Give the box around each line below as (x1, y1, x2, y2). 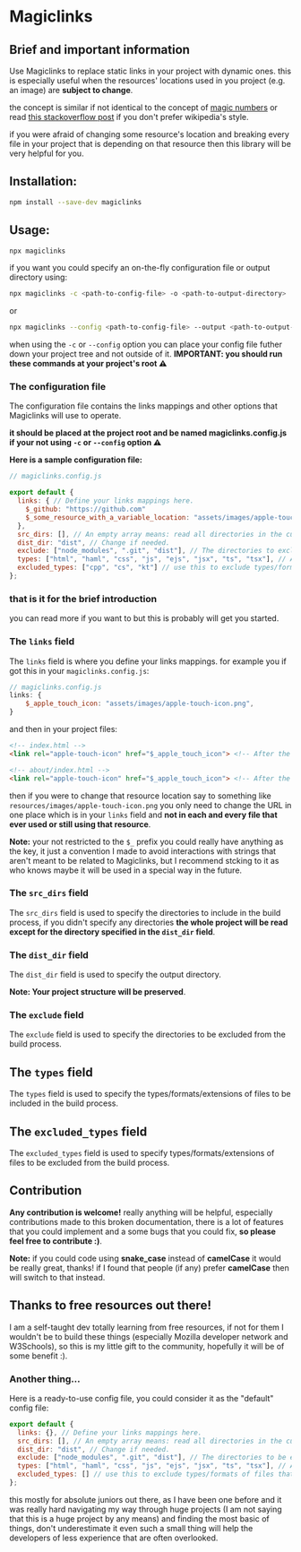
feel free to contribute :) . (9, 1235, 103, 1246)
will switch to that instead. (9, 1272, 106, 1282)
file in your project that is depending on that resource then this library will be (9, 139, 291, 149)
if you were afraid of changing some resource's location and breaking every (9, 129, 289, 140)
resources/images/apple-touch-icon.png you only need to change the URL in (9, 799, 292, 810)
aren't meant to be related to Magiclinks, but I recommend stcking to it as (9, 855, 279, 866)
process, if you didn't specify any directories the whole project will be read (9, 917, 288, 927)
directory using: (9, 272, 68, 283)
